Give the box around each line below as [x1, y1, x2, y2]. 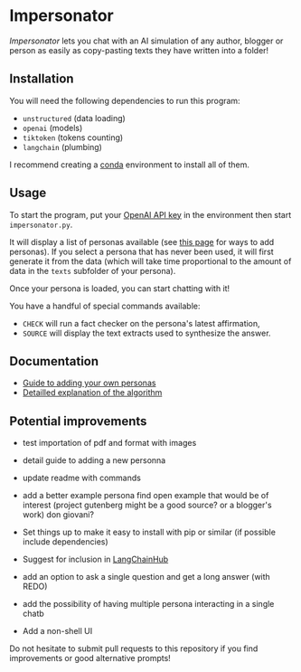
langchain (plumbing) [22, 141, 102, 152]
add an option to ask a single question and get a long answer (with [22, 572, 271, 582]
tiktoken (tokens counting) [22, 132, 124, 143]
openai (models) [22, 122, 83, 133]
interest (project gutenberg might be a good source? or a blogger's [22, 499, 273, 511]
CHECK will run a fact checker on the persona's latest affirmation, [22, 317, 260, 328]
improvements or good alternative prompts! [9, 653, 172, 664]
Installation [9, 71, 74, 87]
